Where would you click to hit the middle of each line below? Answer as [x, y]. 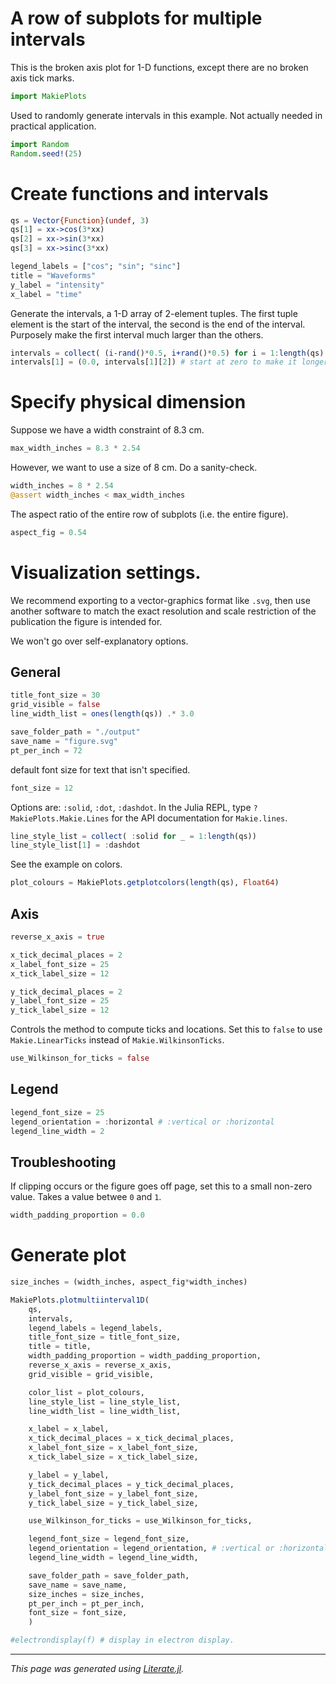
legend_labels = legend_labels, [95, 1328]
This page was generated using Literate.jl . [97, 1669]
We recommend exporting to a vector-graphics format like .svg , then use [160, 600]
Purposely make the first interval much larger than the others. [137, 334]
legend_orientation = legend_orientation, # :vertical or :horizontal [178, 1548]
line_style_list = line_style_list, [105, 1402]
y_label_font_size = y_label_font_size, [113, 1493]
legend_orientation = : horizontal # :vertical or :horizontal [142, 1122]
